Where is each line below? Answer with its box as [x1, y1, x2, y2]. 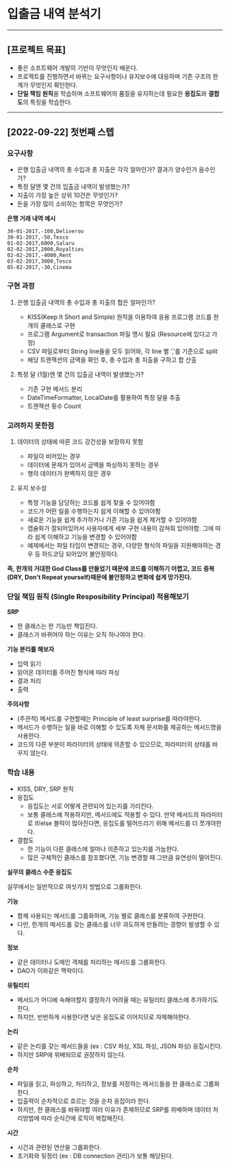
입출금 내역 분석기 [7, 6, 101, 22]
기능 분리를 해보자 [7, 645, 55, 654]
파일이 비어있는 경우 [27, 452, 81, 460]
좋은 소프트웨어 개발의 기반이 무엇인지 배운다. [16, 63, 138, 72]
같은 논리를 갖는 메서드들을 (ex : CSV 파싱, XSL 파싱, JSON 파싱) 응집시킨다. [16, 1042, 222, 1050]
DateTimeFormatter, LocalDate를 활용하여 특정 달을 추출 [27, 393, 181, 401]
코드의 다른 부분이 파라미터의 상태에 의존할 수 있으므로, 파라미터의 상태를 [16, 740, 211, 748]
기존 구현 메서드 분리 [27, 385, 83, 393]
